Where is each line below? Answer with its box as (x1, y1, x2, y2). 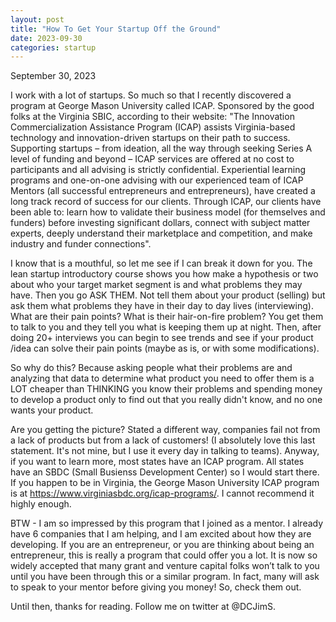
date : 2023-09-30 (10, 33, 83, 43)
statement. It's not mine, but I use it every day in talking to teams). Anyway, (10, 445, 320, 457)
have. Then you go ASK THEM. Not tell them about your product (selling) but (10, 289, 326, 301)
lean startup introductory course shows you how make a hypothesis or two (10, 268, 319, 280)
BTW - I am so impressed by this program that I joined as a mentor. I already (10, 517, 324, 530)
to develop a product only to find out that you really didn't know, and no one (10, 394, 323, 406)
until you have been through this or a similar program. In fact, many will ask (10, 571, 320, 583)
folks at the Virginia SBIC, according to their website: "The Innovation (10, 111, 295, 123)
